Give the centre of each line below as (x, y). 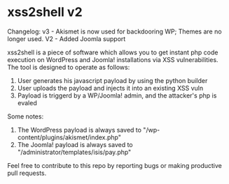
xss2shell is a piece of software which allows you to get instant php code (113, 52)
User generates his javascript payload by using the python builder (112, 80)
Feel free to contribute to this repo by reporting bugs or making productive (114, 165)
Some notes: (26, 116)
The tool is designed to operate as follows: (69, 67)
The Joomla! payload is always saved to (75, 144)
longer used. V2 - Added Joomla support (67, 38)
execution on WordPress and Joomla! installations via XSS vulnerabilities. (113, 59)
